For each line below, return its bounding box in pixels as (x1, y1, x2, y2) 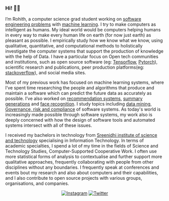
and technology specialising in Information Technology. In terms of (5, 137, 144, 143)
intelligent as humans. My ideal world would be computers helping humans (5, 27, 161, 33)
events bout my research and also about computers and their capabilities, (5, 170, 158, 176)
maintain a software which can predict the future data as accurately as (5, 90, 152, 96)
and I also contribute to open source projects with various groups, (5, 175, 142, 181)
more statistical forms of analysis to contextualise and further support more (5, 154, 162, 160)
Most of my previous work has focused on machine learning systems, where (5, 79, 164, 85)
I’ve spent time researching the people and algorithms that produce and (5, 85, 154, 91)
